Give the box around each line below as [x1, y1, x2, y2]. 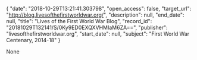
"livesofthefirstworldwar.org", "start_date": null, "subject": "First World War [6, 30, 190, 37]
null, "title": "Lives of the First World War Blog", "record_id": [6, 18, 152, 24]
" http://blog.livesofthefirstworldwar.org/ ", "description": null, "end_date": [6, 11, 185, 18]
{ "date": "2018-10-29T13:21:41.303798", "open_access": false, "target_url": [6, 5, 192, 12]
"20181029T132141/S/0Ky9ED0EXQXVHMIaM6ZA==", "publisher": [6, 24, 168, 31]
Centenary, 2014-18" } [6, 37, 61, 43]
